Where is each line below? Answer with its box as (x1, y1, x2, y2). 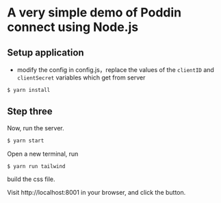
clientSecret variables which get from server (16, 73, 146, 82)
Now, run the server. (7, 123, 65, 132)
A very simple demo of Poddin (7, 5, 182, 21)
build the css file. (7, 175, 55, 183)
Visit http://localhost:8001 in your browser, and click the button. (7, 189, 186, 197)
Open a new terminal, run (7, 150, 79, 158)
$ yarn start (7, 137, 44, 144)
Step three (7, 106, 53, 117)
